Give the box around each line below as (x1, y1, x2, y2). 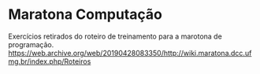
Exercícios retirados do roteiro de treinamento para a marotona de (8, 31, 222, 41)
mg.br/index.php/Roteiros (8, 57, 91, 66)
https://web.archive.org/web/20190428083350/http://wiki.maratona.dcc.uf (8, 48, 252, 57)
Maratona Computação (8, 6, 163, 24)
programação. (8, 39, 54, 49)
